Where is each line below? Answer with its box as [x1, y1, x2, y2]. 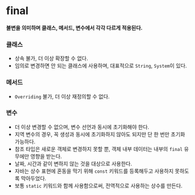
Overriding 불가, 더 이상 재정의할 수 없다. [14, 93, 110, 100]
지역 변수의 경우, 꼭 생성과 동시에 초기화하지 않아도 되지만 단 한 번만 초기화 [14, 130, 186, 137]
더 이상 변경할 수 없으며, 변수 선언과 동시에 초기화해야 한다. [14, 123, 150, 130]
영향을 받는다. [30, 153, 62, 160]
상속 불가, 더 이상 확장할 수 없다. [14, 55, 88, 62]
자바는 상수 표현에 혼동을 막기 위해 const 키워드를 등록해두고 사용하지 [14, 167, 174, 174]
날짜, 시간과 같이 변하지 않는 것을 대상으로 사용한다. [14, 160, 132, 167]
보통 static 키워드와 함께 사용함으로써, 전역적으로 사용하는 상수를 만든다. [14, 182, 183, 189]
